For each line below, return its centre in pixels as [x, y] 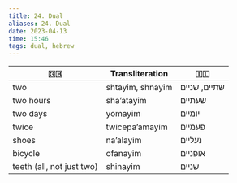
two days [30, 114]
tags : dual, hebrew [41, 46]
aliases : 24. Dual [39, 24]
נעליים [191, 141]
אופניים [192, 154]
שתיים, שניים [202, 88]
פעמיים [192, 127]
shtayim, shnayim [139, 88]
